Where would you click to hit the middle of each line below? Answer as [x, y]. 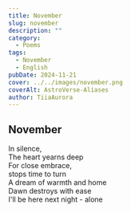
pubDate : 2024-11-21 [43, 75]
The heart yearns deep [46, 157]
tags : [17, 53]
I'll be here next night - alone [56, 199]
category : [25, 38]
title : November [35, 16]
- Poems [28, 45]
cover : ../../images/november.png [66, 82]
